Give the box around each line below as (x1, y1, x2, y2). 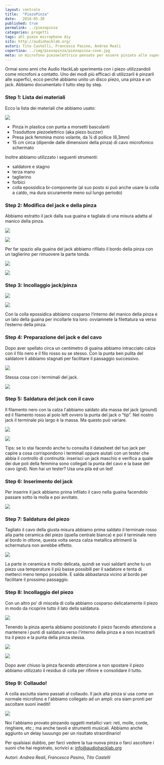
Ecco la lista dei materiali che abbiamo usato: (5, 105, 96, 111)
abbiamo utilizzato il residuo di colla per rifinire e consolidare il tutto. (5, 667, 143, 673)
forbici (12, 179, 25, 185)
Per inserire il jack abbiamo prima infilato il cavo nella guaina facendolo (5, 489, 148, 495)
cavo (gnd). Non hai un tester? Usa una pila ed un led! (5, 466, 113, 472)
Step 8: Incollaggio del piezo (5, 589, 74, 596)
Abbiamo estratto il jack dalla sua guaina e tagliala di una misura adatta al (5, 213, 152, 218)
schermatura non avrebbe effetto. (5, 542, 73, 549)
